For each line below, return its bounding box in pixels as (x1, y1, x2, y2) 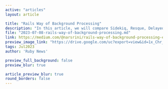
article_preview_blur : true (5, 71, 64, 76)
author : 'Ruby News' (5, 48, 48, 54)
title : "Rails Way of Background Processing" (5, 21, 101, 26)
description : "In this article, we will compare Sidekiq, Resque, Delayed (5, 25, 164, 30)
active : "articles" (5, 7, 46, 12)
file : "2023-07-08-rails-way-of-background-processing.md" (5, 30, 131, 35)
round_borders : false (5, 76, 50, 81)
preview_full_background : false (5, 58, 72, 63)
